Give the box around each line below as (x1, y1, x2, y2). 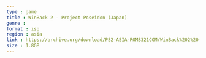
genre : (6, 20, 26, 26)
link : (6, 37, 23, 43)
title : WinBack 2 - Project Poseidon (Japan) (6, 14, 128, 21)
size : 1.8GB (6, 43, 40, 49)
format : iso (6, 25, 40, 32)
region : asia (6, 31, 43, 37)
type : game (6, 8, 37, 15)
